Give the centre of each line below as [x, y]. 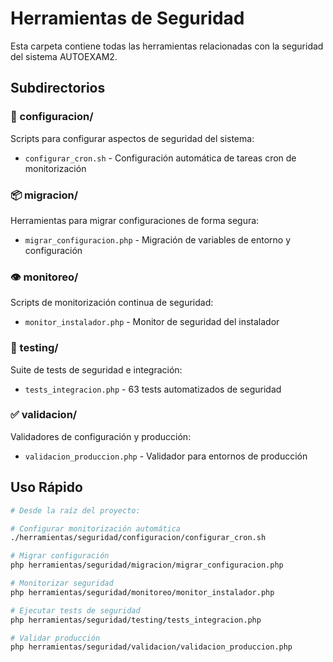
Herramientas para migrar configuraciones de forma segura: [135, 220]
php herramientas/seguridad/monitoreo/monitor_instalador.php [142, 592]
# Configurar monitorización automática [96, 528]
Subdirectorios [58, 88]
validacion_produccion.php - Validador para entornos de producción [166, 456]
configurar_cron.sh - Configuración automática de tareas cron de [160, 158]
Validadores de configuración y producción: [101, 436]
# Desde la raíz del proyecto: [75, 510]
